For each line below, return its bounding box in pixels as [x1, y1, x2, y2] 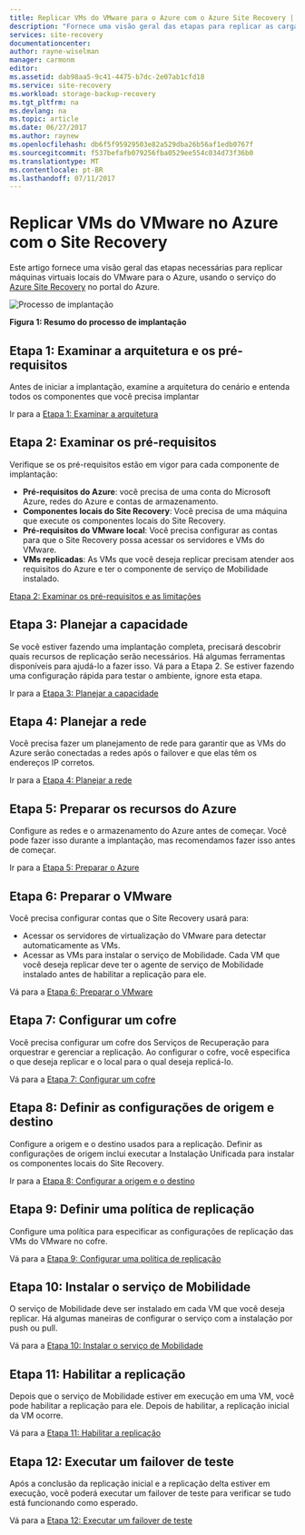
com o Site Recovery [9, 233, 168, 253]
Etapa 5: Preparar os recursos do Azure [9, 801, 238, 817]
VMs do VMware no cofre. [9, 1235, 108, 1246]
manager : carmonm [9, 55, 75, 64]
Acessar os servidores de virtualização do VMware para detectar [22, 930, 267, 941]
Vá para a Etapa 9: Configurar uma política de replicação [9, 1253, 221, 1263]
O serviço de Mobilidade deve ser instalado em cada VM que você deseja [9, 1303, 286, 1314]
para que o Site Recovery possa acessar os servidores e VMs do [22, 534, 265, 545]
